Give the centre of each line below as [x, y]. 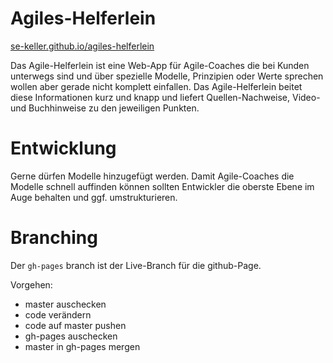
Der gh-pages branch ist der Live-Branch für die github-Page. [136, 265]
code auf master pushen [75, 325]
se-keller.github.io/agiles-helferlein [82, 46]
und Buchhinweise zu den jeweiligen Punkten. [105, 108]
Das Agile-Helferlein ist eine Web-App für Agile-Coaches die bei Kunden [160, 65]
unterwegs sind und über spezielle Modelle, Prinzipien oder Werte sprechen [167, 76]
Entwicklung [63, 148]
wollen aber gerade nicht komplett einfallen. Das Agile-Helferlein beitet [156, 86]
